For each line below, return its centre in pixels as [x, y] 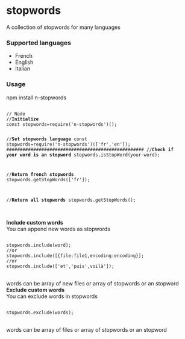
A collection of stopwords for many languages [63, 27]
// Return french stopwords [40, 175]
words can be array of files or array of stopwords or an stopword [87, 330]
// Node [16, 114]
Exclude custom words [36, 290]
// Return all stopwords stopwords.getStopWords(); [71, 200]
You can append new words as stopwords [58, 229]
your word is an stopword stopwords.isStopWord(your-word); [83, 155]
